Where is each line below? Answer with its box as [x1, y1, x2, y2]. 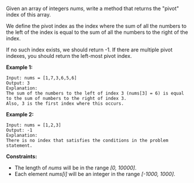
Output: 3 [6, 80, 30, 86]
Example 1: [6, 64, 33, 71]
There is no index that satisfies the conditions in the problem [6, 137, 168, 143]
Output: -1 [6, 127, 33, 133]
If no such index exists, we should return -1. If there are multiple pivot [6, 46, 173, 53]
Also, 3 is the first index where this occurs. [6, 101, 124, 106]
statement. [6, 143, 33, 149]
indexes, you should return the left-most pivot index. [6, 53, 132, 59]
